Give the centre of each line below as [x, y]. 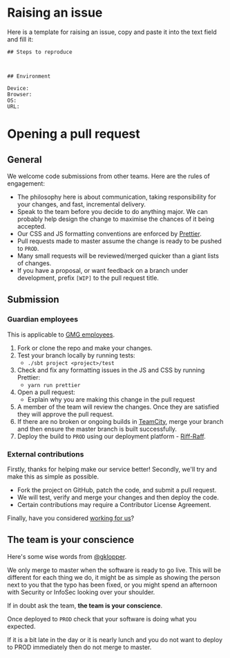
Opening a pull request [74, 134]
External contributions [46, 454]
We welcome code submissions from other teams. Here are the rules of [109, 176]
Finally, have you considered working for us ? [71, 518]
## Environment [29, 76]
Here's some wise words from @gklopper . [67, 556]
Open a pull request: [46, 392]
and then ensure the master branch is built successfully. [97, 429]
